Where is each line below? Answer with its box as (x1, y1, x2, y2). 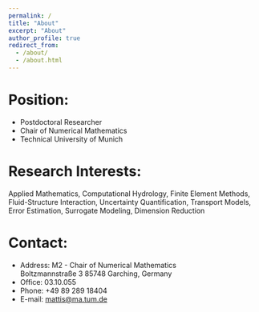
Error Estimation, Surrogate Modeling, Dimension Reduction (8, 206, 205, 215)
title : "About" (8, 19, 59, 27)
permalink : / (8, 11, 52, 20)
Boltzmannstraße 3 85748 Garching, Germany (19, 269, 172, 278)
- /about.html (15, 57, 63, 65)
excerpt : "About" (8, 26, 67, 34)
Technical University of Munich (19, 134, 123, 144)
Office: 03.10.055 (19, 277, 77, 286)
